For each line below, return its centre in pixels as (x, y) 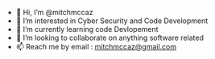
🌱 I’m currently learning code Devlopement (87, 29)
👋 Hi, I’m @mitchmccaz (54, 12)
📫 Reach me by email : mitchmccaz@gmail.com (96, 47)
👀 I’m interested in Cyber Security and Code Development (112, 21)
